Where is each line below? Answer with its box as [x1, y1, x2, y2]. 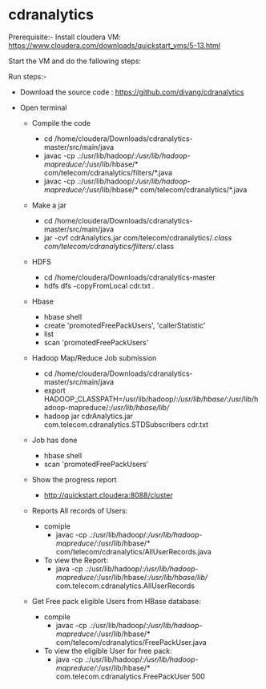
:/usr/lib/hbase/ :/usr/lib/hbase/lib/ [95, 572, 208, 582]
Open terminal [19, 103, 67, 112]
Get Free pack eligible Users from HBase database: [31, 596, 202, 606]
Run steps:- [8, 71, 46, 81]
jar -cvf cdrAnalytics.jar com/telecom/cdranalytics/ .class [43, 232, 232, 242]
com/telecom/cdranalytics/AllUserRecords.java [55, 546, 212, 556]
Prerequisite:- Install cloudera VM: [8, 32, 122, 42]
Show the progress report [31, 474, 118, 484]
